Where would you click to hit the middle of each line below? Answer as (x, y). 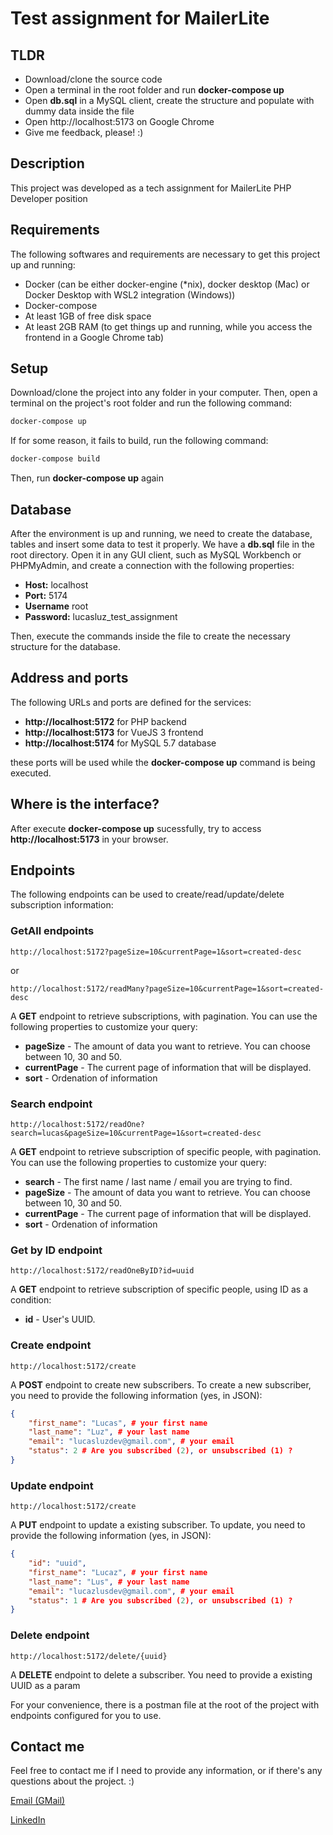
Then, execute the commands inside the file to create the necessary (150, 636)
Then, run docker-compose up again (87, 478)
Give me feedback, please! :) (84, 132)
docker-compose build (55, 459)
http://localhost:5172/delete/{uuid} (89, 1656)
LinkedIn (28, 1820)
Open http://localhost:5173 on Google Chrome (119, 121)
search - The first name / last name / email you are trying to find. (158, 1182)
